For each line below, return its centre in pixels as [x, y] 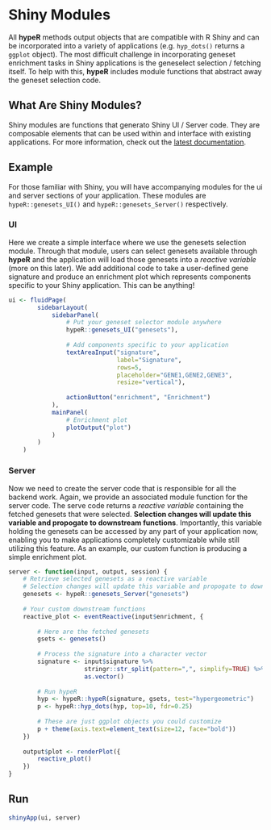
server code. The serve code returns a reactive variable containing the [126, 505]
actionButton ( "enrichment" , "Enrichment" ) [138, 398]
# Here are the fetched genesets [94, 632]
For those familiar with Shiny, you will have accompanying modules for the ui [135, 186]
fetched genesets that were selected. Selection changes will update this [130, 514]
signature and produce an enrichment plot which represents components [130, 277]
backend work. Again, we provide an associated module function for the [128, 497]
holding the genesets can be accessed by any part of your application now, [133, 531]
